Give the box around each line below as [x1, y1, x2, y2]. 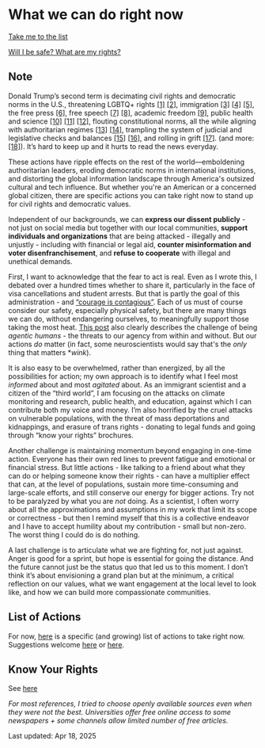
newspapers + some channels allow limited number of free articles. [8, 716, 229, 726]
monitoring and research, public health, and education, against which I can [8, 396, 252, 406]
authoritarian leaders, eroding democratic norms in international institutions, [8, 165, 256, 175]
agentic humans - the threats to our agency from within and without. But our [8, 330, 257, 340]
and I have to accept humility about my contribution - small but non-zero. [8, 521, 247, 531]
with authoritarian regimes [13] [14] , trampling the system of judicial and [8, 124, 243, 134]
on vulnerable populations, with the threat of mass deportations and [8, 414, 229, 423]
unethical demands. [8, 256, 73, 266]
